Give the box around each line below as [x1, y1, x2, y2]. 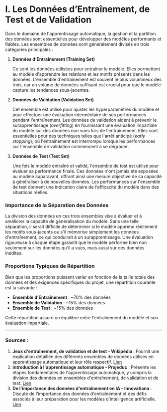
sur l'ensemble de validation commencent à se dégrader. [12, 143, 129, 149]
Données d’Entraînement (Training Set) [12, 56, 95, 62]
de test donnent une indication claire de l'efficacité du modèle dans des [12, 184, 160, 190]
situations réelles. [12, 189, 49, 195]
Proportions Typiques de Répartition [5, 263, 95, 270]
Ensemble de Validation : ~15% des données [12, 299, 105, 305]
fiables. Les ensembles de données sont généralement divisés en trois [5, 41, 150, 47]
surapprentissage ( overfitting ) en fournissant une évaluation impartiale [12, 122, 157, 128]
